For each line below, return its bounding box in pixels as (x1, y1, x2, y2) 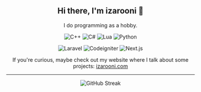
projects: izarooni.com (72, 62, 129, 69)
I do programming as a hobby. (63, 21, 138, 28)
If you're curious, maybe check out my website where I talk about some (12, 56, 189, 63)
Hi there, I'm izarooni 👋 (57, 6, 144, 16)
